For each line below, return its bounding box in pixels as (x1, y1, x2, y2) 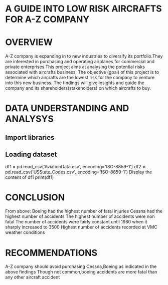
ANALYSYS (5, 113, 54, 125)
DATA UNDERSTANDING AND (5, 103, 129, 114)
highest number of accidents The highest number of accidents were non (5, 213, 155, 219)
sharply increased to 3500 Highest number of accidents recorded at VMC (5, 224, 157, 230)
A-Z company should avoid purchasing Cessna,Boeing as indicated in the (5, 263, 157, 269)
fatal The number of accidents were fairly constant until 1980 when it (5, 219, 147, 225)
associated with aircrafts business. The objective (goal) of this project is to (5, 69, 159, 75)
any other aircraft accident (5, 274, 60, 280)
